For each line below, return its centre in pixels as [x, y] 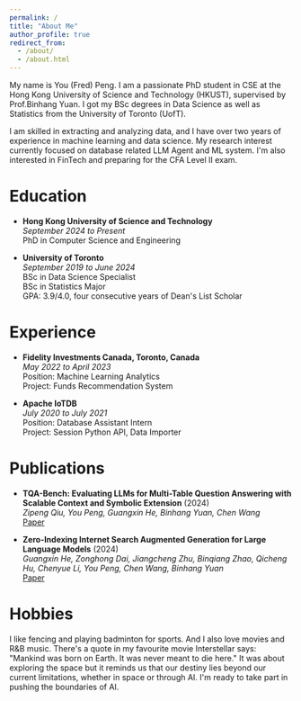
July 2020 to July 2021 [65, 413]
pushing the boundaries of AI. [64, 687]
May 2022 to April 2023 [66, 366]
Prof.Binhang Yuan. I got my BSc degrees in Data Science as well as [135, 104]
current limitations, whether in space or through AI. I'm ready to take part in [149, 677]
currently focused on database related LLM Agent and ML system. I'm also [147, 150]
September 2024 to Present [74, 230]
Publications [57, 468]
